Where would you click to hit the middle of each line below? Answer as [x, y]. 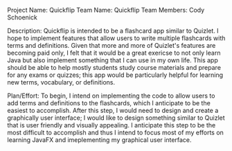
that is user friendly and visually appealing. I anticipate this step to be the [111, 125]
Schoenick [23, 17]
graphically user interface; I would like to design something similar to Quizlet [116, 118]
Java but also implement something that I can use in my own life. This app [113, 60]
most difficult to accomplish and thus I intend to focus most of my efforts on [115, 132]
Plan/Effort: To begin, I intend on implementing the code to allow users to [111, 96]
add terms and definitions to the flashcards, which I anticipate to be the [109, 103]
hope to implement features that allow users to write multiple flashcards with [116, 38]
